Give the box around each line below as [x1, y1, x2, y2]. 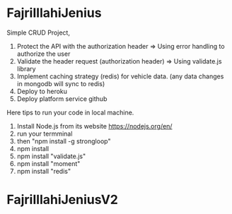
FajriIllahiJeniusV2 [6, 192, 118, 208]
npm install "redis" [16, 167, 71, 175]
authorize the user [16, 49, 71, 58]
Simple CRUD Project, [6, 28, 70, 37]
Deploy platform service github [16, 94, 108, 103]
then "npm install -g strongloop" [16, 136, 111, 145]
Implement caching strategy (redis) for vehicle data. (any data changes [16, 72, 224, 81]
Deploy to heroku [16, 87, 68, 95]
